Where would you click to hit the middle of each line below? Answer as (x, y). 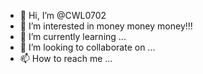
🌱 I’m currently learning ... (73, 36)
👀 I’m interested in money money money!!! (106, 26)
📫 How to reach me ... (66, 58)
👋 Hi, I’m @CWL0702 (63, 15)
